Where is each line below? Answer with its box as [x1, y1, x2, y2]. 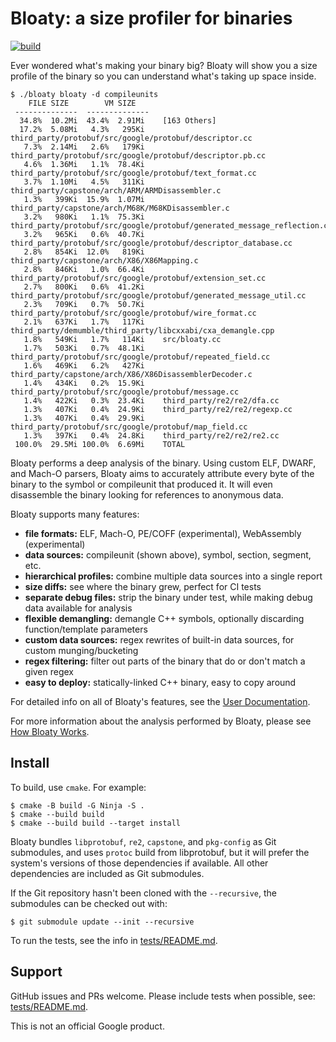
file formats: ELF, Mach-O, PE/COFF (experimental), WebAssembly [24, 527, 302, 539]
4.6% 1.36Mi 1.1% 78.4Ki [23, 159, 145, 169]
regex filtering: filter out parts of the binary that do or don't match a [24, 655, 306, 667]
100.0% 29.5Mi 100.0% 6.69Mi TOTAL [14, 439, 186, 449]
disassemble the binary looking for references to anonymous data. [10, 488, 284, 501]
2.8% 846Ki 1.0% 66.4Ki [23, 264, 145, 274]
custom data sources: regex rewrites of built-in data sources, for [24, 633, 295, 646]
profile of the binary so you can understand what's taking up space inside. [10, 70, 317, 82]
